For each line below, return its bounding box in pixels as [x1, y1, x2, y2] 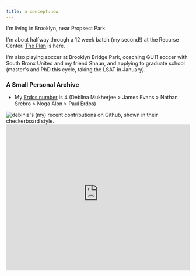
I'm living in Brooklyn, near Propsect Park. [6, 25, 107, 32]
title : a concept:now [6, 8, 59, 15]
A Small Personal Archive [6, 80, 80, 88]
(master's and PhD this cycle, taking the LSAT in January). [6, 65, 146, 73]
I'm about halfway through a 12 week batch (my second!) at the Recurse [6, 36, 179, 43]
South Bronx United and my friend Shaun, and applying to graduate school [6, 60, 185, 67]
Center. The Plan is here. [6, 42, 65, 49]
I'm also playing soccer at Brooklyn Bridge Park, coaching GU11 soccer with [6, 53, 188, 60]
